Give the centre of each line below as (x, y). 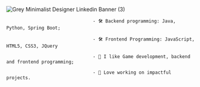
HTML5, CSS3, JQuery (32, 46)
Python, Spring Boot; (34, 28)
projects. (19, 78)
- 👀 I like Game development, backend (141, 57)
